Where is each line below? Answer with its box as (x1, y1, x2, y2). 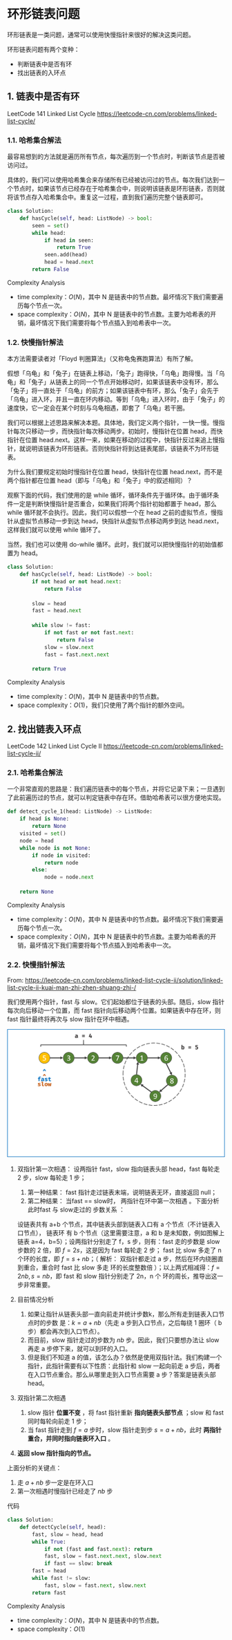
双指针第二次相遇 (17, 1394, 66, 1402)
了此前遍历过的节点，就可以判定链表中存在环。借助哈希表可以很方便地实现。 (7, 793, 225, 802)
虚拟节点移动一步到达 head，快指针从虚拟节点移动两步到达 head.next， (19, 517, 223, 525)
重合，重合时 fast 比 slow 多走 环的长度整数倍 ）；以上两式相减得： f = (23, 1263, 220, 1272)
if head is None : (19, 816, 70, 822)
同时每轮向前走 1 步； (27, 1417, 88, 1426)
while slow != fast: (32, 622, 91, 629)
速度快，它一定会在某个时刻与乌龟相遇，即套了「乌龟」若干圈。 (7, 404, 188, 412)
